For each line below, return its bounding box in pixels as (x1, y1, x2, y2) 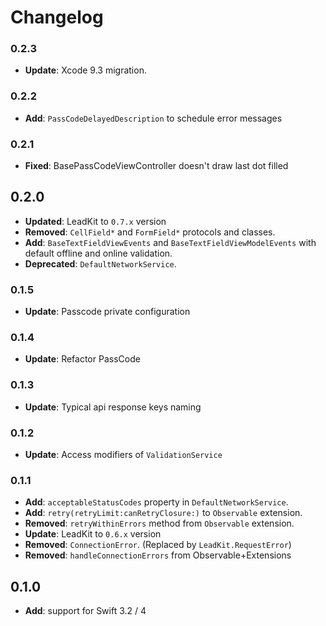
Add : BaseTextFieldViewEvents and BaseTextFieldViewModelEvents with (24, 236, 317, 248)
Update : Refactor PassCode (24, 353, 141, 365)
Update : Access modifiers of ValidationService (24, 449, 223, 461)
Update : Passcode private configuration (24, 306, 191, 318)
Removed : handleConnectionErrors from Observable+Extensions (24, 549, 292, 561)
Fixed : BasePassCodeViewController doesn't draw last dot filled (24, 160, 289, 172)
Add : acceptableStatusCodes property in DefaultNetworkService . (24, 496, 289, 508)
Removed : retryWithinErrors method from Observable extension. (24, 517, 295, 530)
